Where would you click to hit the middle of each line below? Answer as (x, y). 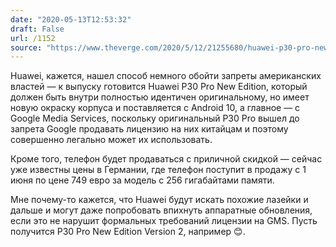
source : (26, 47)
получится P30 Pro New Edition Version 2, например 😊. (128, 232)
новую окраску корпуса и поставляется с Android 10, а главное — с (155, 108)
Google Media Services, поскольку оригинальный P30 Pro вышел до (155, 118)
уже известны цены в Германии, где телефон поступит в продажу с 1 (158, 170)
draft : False (37, 29)
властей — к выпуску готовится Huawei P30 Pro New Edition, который (159, 87)
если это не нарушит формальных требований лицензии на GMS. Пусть (164, 221)
